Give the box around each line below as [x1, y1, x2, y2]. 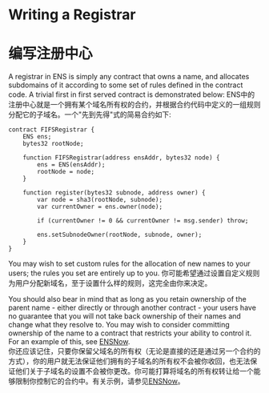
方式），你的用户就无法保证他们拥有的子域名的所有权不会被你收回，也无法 [8, 356, 251, 366]
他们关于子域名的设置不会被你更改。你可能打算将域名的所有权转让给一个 [14, 367, 254, 376]
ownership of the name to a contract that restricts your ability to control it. [8, 328, 252, 338]
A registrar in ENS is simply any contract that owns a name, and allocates [8, 72, 250, 82]
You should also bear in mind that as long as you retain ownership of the [8, 295, 247, 304]
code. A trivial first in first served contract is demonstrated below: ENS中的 [8, 90, 255, 99]
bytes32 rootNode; [22, 140, 84, 148]
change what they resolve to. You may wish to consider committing [8, 320, 230, 330]
